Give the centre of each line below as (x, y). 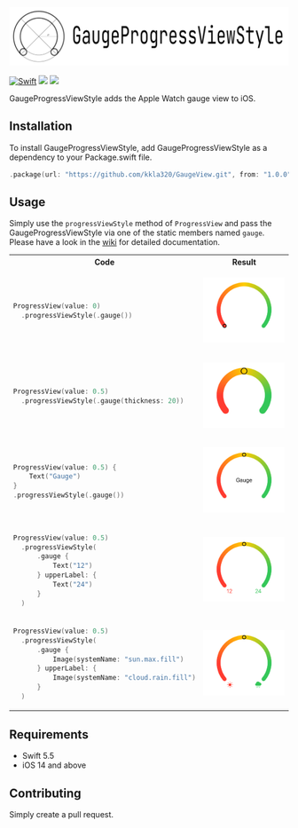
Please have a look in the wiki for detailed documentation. (114, 242)
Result (244, 262)
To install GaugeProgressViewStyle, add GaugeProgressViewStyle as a (138, 147)
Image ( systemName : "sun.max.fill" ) (118, 659)
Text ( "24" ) (73, 585)
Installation (41, 126)
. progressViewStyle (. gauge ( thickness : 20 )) (102, 401)
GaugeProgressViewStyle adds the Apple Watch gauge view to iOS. (133, 98)
